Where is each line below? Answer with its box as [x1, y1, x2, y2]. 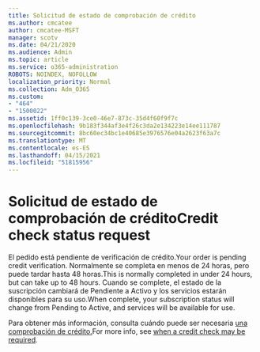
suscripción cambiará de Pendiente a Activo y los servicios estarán [8, 286, 227, 296]
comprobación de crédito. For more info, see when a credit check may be [8, 327, 246, 336]
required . [8, 335, 38, 345]
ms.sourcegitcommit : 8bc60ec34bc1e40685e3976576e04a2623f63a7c [8, 129, 221, 137]
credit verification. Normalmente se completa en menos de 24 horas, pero [8, 261, 250, 271]
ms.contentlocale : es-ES [8, 144, 90, 152]
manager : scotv [8, 33, 58, 42]
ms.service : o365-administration [8, 63, 119, 71]
